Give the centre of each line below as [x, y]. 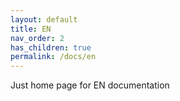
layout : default [44, 19]
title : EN [31, 29]
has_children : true [51, 47]
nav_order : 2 [37, 38]
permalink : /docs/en [53, 57]
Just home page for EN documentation [90, 85]
